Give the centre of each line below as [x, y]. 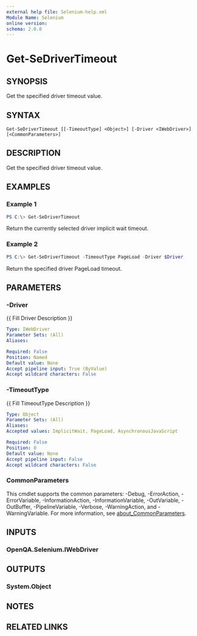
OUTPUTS [26, 569]
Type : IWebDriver [28, 329]
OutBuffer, [19, 506]
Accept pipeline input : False [45, 459]
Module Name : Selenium [35, 18]
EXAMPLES [28, 187]
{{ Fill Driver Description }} [40, 318]
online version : [27, 23]
